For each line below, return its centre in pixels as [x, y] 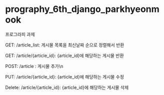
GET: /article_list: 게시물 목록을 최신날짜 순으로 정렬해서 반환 [65, 45]
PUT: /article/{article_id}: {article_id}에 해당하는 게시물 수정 [65, 76]
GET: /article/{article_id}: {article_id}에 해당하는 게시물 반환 [65, 55]
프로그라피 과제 [20, 34]
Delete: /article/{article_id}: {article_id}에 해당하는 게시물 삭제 [67, 87]
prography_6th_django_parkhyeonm [82, 9]
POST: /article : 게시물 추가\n [34, 66]
